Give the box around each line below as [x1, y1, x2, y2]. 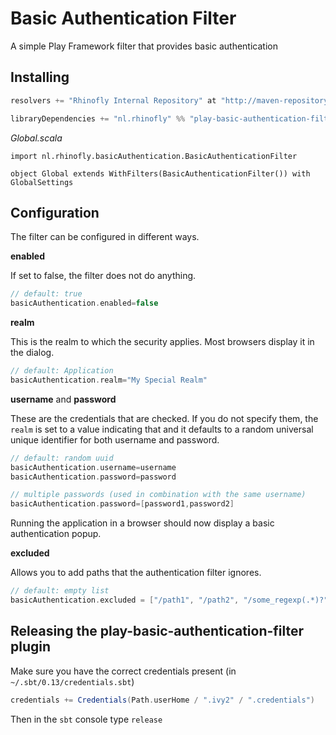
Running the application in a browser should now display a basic [10, 517, 275, 529]
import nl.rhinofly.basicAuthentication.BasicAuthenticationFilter [10, 151, 298, 161]
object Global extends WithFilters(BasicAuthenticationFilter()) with [10, 168, 311, 179]
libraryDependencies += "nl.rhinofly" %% [10, 113, 186, 124]
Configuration [10, 204, 100, 221]
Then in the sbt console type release [10, 713, 163, 725]
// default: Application [10, 366, 114, 376]
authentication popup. [10, 528, 102, 540]
